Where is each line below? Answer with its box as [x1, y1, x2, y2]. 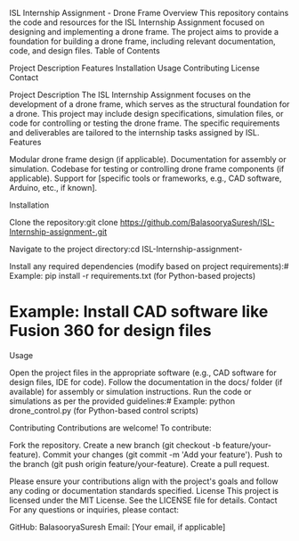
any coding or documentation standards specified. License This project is [9, 485, 279, 496]
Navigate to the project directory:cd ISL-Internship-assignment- [9, 244, 243, 254]
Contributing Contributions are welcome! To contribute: [9, 422, 212, 433]
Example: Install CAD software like [9, 302, 269, 322]
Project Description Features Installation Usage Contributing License [9, 62, 260, 73]
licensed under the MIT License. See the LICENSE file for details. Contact [9, 495, 278, 505]
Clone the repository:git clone [9, 217, 118, 227]
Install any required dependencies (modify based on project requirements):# [9, 261, 289, 271]
